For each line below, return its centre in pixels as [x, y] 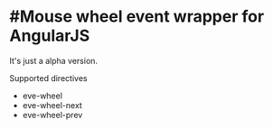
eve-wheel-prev [52, 115]
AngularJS [50, 36]
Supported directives [48, 78]
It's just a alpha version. [53, 60]
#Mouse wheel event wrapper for [137, 17]
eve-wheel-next [52, 105]
